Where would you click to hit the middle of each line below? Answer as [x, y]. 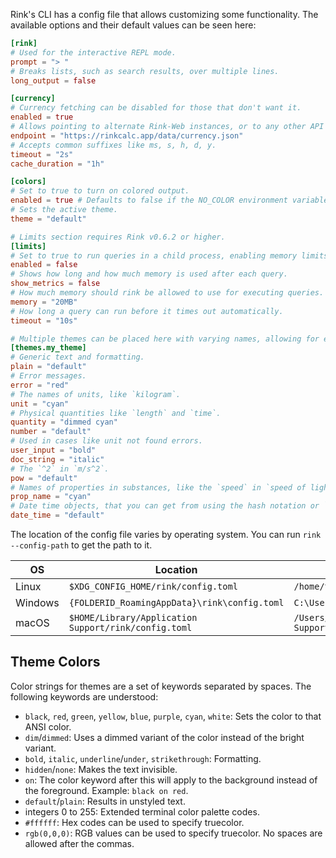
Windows [37, 602]
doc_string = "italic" [57, 459]
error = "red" [40, 385]
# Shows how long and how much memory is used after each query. [149, 274]
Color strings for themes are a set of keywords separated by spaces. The [161, 686]
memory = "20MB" [44, 302]
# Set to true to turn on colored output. [100, 191]
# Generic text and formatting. [77, 357]
